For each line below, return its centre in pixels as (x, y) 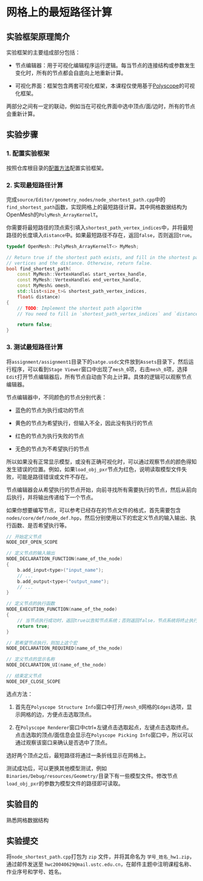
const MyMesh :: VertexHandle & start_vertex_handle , (82, 274)
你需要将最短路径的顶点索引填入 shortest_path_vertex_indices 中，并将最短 (100, 227)
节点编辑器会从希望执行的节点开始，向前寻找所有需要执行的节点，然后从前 (99, 489)
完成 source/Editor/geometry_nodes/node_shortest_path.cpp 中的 (86, 199)
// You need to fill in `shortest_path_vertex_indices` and (94, 314)
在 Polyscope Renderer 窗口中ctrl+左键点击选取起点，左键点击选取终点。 (103, 727)
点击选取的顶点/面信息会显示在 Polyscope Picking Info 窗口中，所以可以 (104, 735)
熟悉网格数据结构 (27, 820)
